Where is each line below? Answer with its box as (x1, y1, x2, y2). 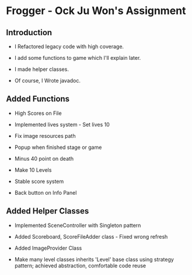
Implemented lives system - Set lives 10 (14, 121, 110, 128)
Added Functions (6, 94, 70, 104)
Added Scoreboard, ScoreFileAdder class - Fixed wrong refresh (14, 233, 168, 240)
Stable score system (14, 178, 64, 185)
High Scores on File (14, 110, 62, 117)
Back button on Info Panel (14, 189, 77, 196)
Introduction (6, 28, 53, 38)
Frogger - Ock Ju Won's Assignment (6, 4, 186, 18)
